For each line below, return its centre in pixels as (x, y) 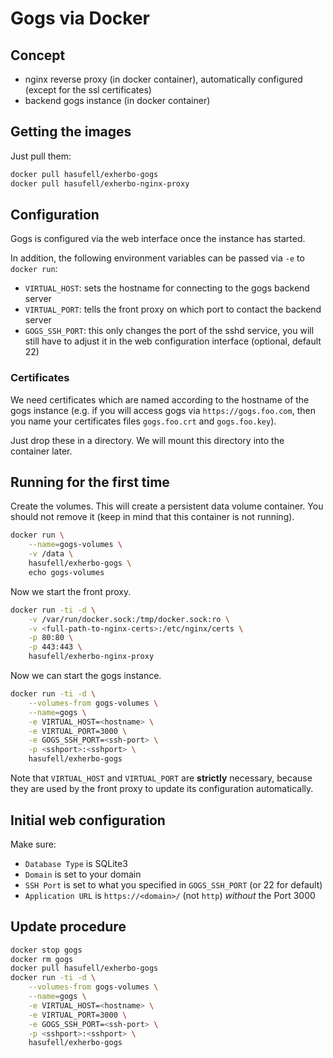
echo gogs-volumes (66, 572)
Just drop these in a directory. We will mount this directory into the (147, 440)
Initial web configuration (88, 820)
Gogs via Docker (80, 18)
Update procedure (68, 927)
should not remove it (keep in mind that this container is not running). (152, 517)
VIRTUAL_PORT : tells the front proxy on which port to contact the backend (173, 309)
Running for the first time (90, 482)
